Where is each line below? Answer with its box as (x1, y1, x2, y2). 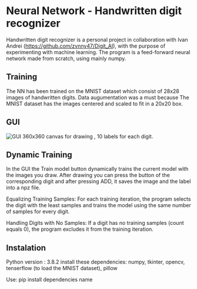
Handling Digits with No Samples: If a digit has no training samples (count (6, 220, 184, 227)
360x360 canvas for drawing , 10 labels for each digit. (22, 132, 153, 139)
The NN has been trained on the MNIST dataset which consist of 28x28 (6, 87, 179, 95)
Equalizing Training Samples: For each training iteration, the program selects (6, 195, 191, 202)
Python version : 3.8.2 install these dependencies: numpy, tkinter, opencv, (6, 258, 185, 265)
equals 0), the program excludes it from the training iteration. (6, 225, 154, 233)
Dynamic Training (6, 150, 72, 160)
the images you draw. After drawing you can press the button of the (6, 172, 171, 179)
